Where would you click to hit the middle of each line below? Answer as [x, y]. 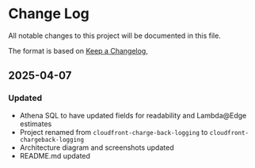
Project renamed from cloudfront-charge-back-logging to [114, 132]
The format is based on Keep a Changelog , [78, 50]
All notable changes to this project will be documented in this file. [115, 35]
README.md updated [55, 155]
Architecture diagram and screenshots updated [97, 147]
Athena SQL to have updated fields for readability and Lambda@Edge [133, 115]
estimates [36, 124]
